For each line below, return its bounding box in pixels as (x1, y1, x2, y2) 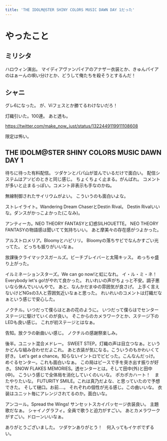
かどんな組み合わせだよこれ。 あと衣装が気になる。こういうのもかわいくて (5, 347, 160, 353)
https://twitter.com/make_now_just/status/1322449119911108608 (5, 123, 138, 129)
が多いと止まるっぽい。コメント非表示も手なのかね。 (5, 182, 115, 188)
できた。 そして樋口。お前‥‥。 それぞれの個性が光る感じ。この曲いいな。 (5, 384, 157, 390)
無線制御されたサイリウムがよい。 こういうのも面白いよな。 (5, 193, 129, 199)
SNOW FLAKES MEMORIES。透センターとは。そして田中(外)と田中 (14, 365, 153, 371)
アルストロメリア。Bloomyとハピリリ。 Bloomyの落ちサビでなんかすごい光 (5, 237, 159, 243)
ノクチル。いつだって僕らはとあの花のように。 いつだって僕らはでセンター (5, 307, 159, 313)
